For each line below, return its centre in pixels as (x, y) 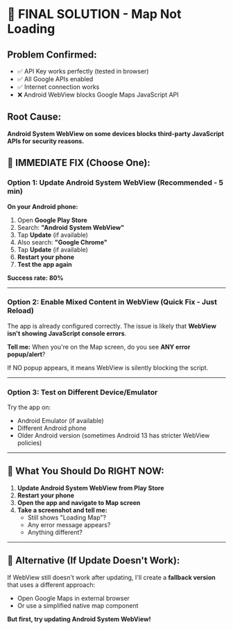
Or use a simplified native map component (78, 605)
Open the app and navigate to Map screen (79, 502)
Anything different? (55, 532)
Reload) (21, 310)
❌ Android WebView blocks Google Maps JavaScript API (98, 94)
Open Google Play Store (52, 220)
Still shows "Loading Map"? (67, 517)
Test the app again (44, 264)
